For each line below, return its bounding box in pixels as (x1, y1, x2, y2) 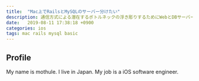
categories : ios (6, 25, 46, 31)
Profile (6, 53, 31, 63)
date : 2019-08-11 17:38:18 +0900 (6, 20, 94, 25)
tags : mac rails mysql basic (6, 31, 78, 37)
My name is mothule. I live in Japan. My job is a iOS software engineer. (6, 68, 179, 75)
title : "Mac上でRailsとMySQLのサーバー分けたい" (6, 8, 120, 15)
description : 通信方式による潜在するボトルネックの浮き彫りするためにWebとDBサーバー (6, 14, 195, 20)
